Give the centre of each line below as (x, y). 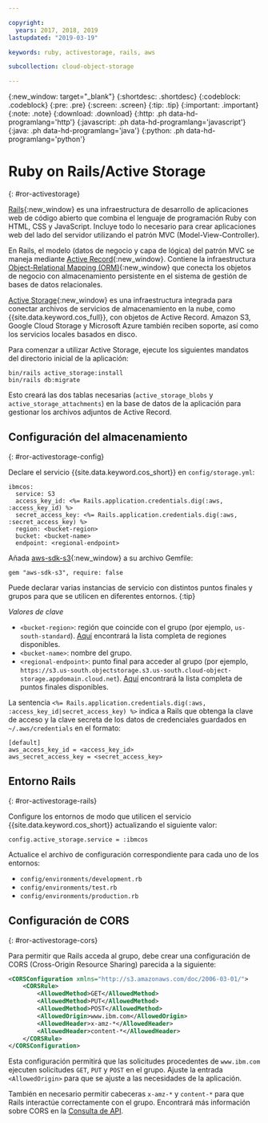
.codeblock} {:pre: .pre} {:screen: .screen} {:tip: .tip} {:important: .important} (134, 105)
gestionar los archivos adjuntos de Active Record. (90, 412)
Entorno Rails (42, 781)
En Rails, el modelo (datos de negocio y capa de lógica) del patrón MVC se (131, 250)
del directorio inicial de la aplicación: (68, 359)
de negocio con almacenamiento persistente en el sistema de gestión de (128, 276)
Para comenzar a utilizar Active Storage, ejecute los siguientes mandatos (129, 350)
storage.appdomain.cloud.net (68, 679)
